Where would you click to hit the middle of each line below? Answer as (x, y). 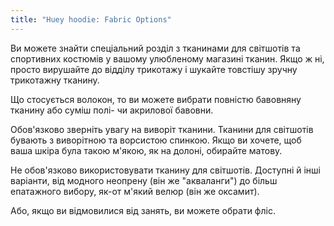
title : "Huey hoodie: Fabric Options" (91, 19)
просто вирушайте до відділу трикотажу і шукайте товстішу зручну (154, 69)
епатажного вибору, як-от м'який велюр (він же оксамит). (135, 191)
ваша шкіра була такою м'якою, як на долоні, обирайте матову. (146, 150)
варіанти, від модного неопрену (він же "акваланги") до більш (144, 180)
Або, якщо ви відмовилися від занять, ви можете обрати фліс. (143, 210)
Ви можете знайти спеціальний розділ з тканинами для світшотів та (155, 48)
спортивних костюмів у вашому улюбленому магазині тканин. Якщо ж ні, (167, 58)
